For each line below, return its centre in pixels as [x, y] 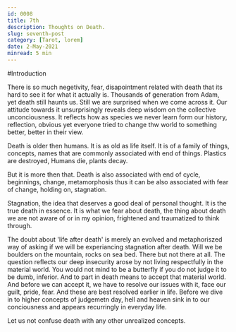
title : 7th [23, 20]
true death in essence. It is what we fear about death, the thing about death [117, 211]
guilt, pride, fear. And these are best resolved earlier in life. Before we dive [115, 292]
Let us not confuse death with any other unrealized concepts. [97, 320]
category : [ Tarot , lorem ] [45, 40]
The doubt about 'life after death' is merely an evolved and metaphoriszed [115, 239]
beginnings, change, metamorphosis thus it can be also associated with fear [118, 182]
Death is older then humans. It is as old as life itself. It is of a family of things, [119, 146]
